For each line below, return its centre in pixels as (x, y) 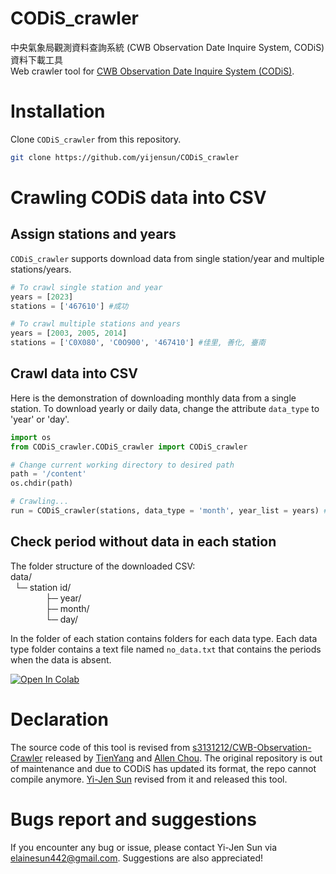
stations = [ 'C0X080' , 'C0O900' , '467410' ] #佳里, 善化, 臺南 (138, 343)
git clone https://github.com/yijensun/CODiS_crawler (125, 157)
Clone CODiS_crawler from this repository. (96, 139)
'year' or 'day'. (40, 419)
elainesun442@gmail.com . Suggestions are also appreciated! (137, 858)
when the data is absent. (61, 659)
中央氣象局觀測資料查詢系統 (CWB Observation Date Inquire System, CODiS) (167, 47)
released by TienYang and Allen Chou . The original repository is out (183, 758)
